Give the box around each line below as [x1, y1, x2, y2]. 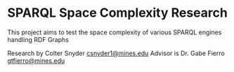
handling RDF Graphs [7, 35, 69, 43]
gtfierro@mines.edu [7, 56, 65, 64]
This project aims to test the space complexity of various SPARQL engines [7, 28, 222, 36]
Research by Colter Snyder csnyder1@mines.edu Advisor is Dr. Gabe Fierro [7, 49, 225, 57]
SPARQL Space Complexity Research [7, 5, 228, 21]
